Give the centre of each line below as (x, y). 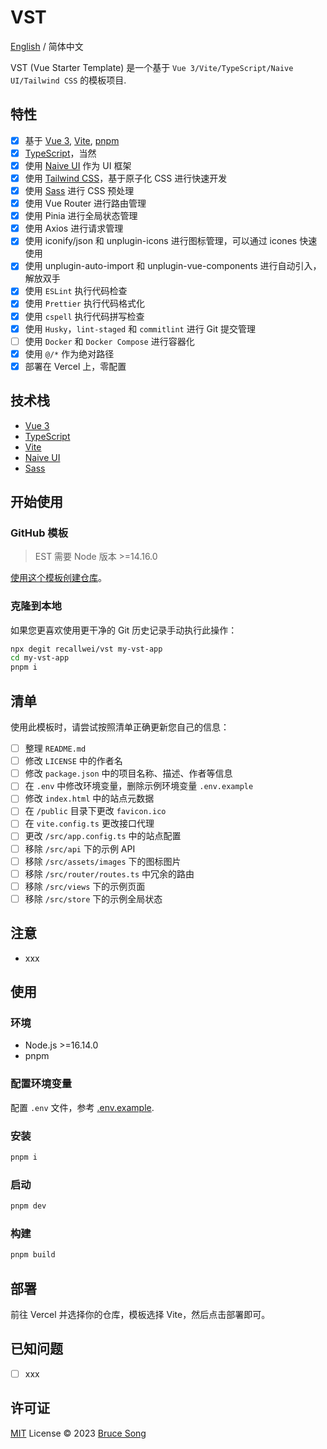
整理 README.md (55, 748)
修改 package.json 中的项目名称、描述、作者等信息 (128, 773)
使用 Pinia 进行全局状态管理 (81, 216)
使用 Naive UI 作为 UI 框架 (78, 165)
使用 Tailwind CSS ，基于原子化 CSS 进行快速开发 (126, 178)
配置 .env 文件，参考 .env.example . (82, 1107)
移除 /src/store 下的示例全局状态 (93, 898)
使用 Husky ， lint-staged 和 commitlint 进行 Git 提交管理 (140, 328)
